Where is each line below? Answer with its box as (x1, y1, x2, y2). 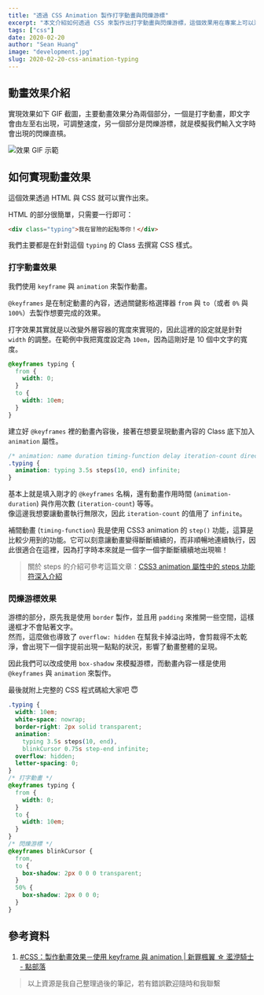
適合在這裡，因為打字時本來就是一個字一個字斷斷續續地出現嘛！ (21, 545, 229, 555)
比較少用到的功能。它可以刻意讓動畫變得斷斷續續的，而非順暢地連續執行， (8, 536, 249, 545)
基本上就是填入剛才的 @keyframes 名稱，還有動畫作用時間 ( (8, 489, 196, 499)
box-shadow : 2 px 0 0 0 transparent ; (22, 869, 143, 877)
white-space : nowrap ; (15, 716, 86, 724)
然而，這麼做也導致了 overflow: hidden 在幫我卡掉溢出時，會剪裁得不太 (8, 632, 241, 642)
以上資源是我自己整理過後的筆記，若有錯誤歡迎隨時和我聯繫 (27, 978, 221, 988)
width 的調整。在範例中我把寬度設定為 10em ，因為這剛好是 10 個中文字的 (8, 334, 241, 344)
